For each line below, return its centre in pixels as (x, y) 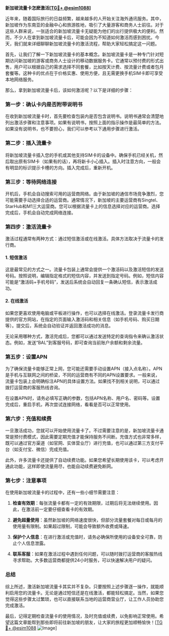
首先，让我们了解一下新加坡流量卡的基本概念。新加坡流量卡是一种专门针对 (82, 54)
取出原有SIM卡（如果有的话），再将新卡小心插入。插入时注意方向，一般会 (85, 161)
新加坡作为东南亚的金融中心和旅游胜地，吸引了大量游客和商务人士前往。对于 (84, 25)
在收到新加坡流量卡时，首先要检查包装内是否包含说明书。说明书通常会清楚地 (84, 116)
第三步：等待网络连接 (31, 182)
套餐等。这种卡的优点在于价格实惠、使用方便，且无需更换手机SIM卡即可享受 (84, 73)
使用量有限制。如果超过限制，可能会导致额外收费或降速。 (72, 526)
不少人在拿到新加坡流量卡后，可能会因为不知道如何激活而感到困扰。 (84, 37)
